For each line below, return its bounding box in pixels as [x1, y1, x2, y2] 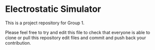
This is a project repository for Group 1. [5, 20, 85, 26]
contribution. [5, 40, 31, 46]
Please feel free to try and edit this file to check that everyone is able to [5, 29, 151, 35]
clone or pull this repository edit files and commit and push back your [5, 35, 147, 41]
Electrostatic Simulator [5, 3, 101, 15]
